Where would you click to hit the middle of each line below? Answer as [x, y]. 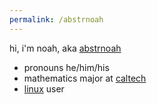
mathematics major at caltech [85, 78]
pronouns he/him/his [66, 67]
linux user [44, 88]
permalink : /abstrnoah [56, 19]
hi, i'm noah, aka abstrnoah [65, 48]
